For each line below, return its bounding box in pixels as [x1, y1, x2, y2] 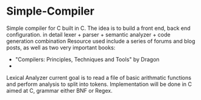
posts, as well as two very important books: [6, 44, 116, 51]
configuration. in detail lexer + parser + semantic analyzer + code [6, 30, 171, 38]
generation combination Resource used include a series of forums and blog [6, 37, 196, 45]
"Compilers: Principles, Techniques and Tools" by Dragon [15, 55, 160, 63]
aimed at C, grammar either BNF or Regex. [6, 87, 113, 94]
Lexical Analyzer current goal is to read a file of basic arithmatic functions [6, 74, 192, 81]
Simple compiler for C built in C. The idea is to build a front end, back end [6, 24, 191, 32]
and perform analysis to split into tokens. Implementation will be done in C [6, 80, 192, 88]
